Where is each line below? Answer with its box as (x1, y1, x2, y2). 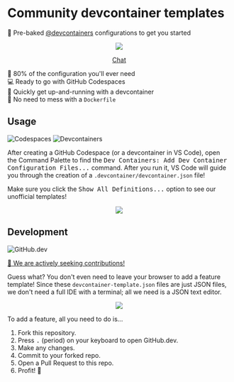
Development (7, 226, 69, 239)
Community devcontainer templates (7, 5, 225, 21)
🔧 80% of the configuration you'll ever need (7, 69, 135, 77)
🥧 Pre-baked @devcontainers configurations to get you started (7, 28, 191, 37)
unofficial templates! (7, 192, 67, 200)
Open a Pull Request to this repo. (17, 359, 114, 367)
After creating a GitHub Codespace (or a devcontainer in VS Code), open (7, 148, 221, 157)
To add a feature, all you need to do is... (7, 315, 123, 323)
